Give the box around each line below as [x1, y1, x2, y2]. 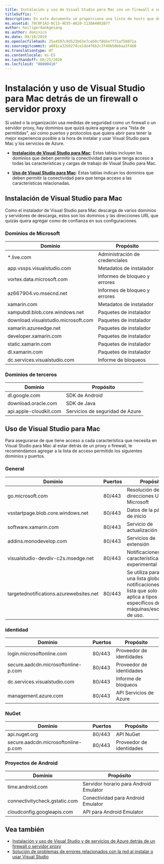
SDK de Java [65, 400, 96, 407]
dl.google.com [7, 392, 41, 399]
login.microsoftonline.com [7, 650, 67, 657]
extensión [126, 541, 150, 548]
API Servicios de [116, 689, 154, 696]
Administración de [98, 251, 140, 258]
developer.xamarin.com [7, 333, 62, 340]
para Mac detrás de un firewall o [5, 93, 138, 104]
